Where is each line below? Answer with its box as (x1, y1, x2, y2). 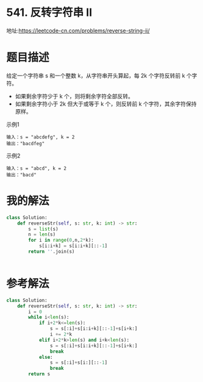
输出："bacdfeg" (6, 140, 45, 146)
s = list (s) (28, 226, 59, 232)
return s (28, 371, 51, 377)
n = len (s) (28, 231, 56, 238)
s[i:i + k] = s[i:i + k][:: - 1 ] (38, 243, 108, 249)
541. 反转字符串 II (6, 5, 93, 20)
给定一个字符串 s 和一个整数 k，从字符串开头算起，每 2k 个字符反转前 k (6, 71, 185, 79)
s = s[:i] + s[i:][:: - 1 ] (49, 359, 108, 366)
